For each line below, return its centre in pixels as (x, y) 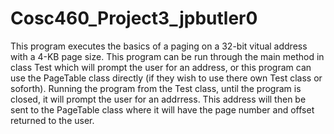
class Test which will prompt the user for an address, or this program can (161, 67)
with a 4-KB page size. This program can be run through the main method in (167, 56)
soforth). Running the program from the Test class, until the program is (156, 88)
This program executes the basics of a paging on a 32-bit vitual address (159, 46)
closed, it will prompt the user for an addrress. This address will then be (158, 99)
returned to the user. (52, 120)
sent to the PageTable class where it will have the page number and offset (162, 109)
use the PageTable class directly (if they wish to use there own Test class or (166, 78)
